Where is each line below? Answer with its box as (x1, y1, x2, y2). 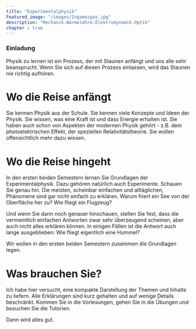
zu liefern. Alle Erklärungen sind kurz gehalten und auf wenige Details (6, 293, 174, 300)
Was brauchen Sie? (6, 267, 102, 280)
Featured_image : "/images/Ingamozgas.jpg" (6, 14, 111, 20)
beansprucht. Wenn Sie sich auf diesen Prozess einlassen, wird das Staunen (6, 64, 191, 71)
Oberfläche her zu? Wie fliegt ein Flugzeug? (6, 199, 112, 206)
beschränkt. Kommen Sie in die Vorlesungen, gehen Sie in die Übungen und (6, 299, 189, 306)
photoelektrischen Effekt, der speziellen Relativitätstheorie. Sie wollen (6, 128, 174, 135)
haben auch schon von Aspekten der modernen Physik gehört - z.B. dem (6, 122, 183, 129)
